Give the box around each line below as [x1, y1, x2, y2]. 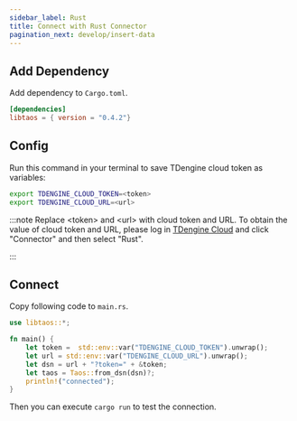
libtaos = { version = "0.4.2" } [9, 114, 131, 123]
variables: [9, 172, 46, 182]
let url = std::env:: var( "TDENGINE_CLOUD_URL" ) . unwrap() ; [25, 351, 248, 360]
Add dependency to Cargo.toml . [9, 88, 128, 98]
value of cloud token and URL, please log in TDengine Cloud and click [9, 223, 269, 235]
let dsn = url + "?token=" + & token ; [25, 360, 168, 369]
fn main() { [9, 335, 54, 344]
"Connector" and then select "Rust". [9, 233, 144, 244]
